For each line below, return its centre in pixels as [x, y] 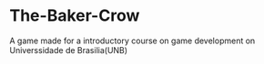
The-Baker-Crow [75, 16]
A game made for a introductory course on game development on [132, 41]
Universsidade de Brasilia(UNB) [69, 50]
